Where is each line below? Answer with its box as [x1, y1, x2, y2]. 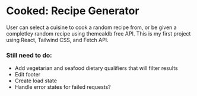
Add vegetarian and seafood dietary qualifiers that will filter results [14, 65, 178, 72]
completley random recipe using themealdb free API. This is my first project [6, 30, 191, 37]
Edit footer [14, 71, 41, 78]
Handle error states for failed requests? [14, 84, 111, 91]
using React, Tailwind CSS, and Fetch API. [6, 36, 109, 43]
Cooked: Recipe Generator [6, 4, 139, 18]
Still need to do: [6, 51, 52, 59]
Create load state [14, 77, 58, 84]
